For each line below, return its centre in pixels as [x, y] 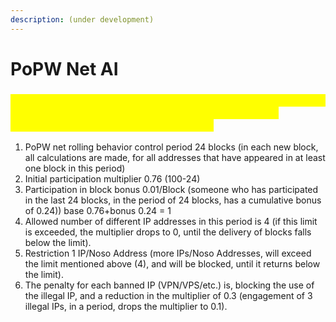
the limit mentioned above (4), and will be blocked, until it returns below [172, 264]
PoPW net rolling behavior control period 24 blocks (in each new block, [171, 147]
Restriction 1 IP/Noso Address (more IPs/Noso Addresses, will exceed [168, 253]
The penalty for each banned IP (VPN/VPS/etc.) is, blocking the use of [169, 285]
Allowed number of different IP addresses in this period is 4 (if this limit [171, 222]
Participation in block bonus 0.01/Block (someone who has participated [171, 190]
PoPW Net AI [64, 68]
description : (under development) [82, 19]
